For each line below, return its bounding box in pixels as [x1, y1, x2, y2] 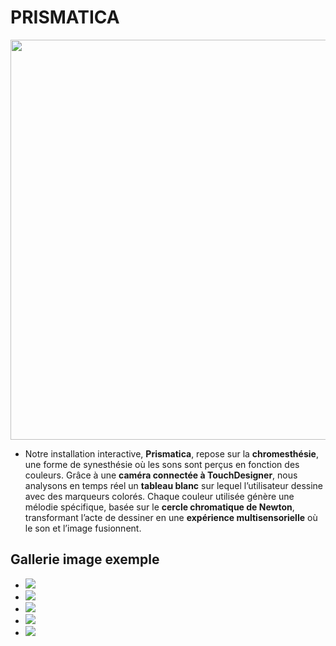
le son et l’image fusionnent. [24, 522, 142, 534]
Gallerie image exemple [10, 551, 160, 568]
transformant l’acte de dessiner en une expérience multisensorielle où [24, 511, 318, 523]
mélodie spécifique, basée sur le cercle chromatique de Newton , [24, 501, 295, 513]
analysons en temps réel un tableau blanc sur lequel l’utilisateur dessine [24, 479, 324, 491]
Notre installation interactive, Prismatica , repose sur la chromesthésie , [24, 447, 319, 460]
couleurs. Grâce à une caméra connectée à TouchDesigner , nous [24, 469, 298, 481]
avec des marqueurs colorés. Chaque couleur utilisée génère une [24, 490, 295, 502]
